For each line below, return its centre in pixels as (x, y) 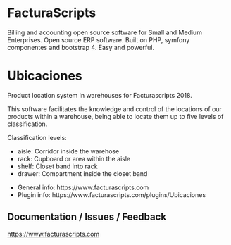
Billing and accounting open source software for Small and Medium (105, 32)
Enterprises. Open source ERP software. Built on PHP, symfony (99, 39)
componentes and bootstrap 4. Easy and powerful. (81, 47)
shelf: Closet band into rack (57, 166)
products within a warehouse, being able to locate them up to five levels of (115, 116)
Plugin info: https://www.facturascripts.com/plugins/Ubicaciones (112, 194)
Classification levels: (37, 137)
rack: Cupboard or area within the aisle (74, 158)
